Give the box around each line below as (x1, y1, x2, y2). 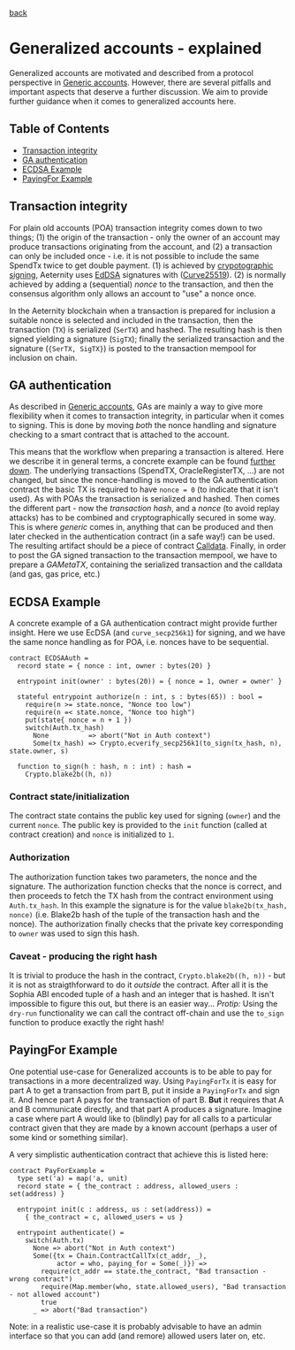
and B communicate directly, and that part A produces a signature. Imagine (9, 1103, 283, 1114)
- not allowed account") (9, 1290, 101, 1299)
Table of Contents (9, 121, 110, 136)
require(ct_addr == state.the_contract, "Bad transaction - (41, 1267, 267, 1276)
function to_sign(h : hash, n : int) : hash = (17, 763, 192, 771)
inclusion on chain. (9, 352, 78, 363)
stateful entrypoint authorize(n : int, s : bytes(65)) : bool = (17, 693, 263, 702)
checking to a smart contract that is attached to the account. (9, 429, 230, 441)
